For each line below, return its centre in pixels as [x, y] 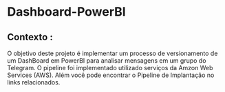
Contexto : [30, 37]
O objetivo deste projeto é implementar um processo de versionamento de [112, 53]
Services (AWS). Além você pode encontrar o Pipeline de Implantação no [111, 75]
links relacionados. [34, 82]
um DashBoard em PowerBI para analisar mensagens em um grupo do [107, 61]
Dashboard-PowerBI [66, 12]
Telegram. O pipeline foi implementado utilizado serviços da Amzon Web [110, 68]
